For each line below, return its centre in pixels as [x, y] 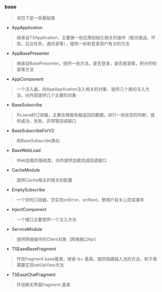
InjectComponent [29, 210]
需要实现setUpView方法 [40, 265]
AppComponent [27, 79]
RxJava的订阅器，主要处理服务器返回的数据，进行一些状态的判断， [83, 115]
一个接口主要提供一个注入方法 [46, 220]
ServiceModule [27, 229]
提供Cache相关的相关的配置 [44, 180]
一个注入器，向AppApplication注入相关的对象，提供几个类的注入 [81, 89]
